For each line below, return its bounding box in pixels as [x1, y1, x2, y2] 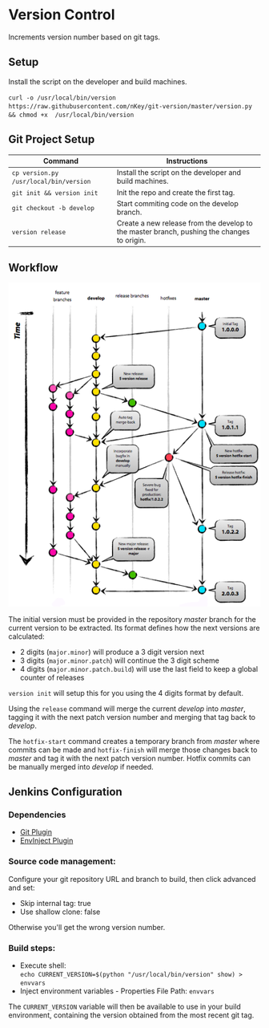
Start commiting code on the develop [116, 198, 239, 208]
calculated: [8, 632, 46, 641]
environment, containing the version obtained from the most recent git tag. [8, 1010, 255, 1020]
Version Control [8, 6, 115, 24]
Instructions [166, 156, 208, 166]
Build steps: [8, 942, 56, 953]
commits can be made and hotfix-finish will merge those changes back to [8, 745, 258, 754]
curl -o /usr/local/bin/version [8, 94, 116, 102]
